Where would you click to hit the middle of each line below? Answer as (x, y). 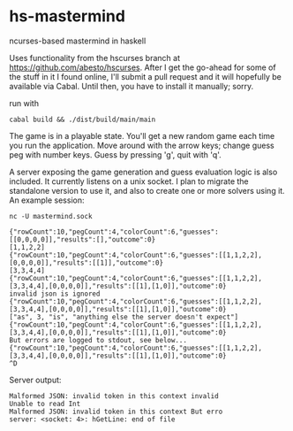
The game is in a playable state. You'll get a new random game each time (142, 135)
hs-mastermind (68, 16)
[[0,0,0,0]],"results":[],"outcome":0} (83, 239)
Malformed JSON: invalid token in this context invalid (114, 396)
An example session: (47, 200)
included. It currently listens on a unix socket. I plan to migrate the (129, 181)
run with (24, 103)
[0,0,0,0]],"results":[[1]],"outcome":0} (86, 263)
